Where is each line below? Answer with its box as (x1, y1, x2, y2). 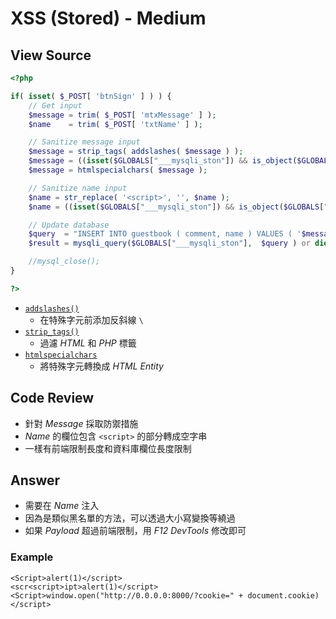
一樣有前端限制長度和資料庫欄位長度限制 (24, 442, 192, 454)
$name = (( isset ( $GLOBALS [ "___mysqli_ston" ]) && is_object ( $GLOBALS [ (28, 202, 325, 212)
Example (10, 550, 54, 564)
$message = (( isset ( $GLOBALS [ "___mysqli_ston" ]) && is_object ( (28, 156, 298, 166)
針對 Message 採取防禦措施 (24, 417, 139, 429)
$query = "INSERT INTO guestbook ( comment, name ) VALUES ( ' (28, 229, 302, 239)
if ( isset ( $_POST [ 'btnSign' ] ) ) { (10, 91, 172, 101)
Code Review (10, 390, 95, 407)
